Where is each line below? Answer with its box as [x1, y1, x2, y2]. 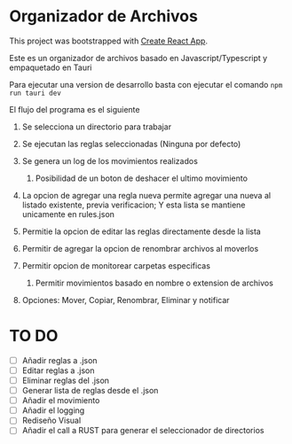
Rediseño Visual [21, 415, 82, 426]
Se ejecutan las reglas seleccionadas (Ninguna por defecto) [21, 138, 241, 149]
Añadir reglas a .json [21, 354, 98, 365]
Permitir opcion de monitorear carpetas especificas [21, 260, 211, 271]
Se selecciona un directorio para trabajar [21, 121, 171, 132]
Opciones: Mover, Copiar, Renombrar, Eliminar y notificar [21, 294, 230, 305]
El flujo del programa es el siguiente [9, 104, 140, 114]
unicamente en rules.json [21, 208, 115, 219]
